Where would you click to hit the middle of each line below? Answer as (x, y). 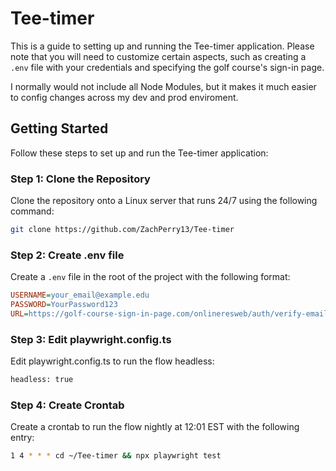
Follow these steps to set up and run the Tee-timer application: (139, 153)
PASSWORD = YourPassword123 (64, 305)
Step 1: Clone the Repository (80, 179)
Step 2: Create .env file (67, 255)
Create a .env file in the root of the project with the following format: (150, 277)
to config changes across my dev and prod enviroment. (124, 97)
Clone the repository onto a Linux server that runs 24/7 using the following (164, 201)
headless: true (42, 380)
